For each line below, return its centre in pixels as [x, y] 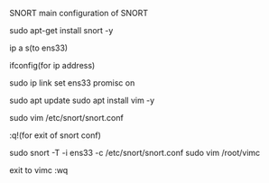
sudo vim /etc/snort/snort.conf [66, 118]
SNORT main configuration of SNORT [79, 13]
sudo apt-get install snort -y [61, 30]
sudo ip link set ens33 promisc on [72, 83]
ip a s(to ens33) [39, 48]
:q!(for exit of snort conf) [56, 135]
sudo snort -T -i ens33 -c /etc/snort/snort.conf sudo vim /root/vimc [135, 153]
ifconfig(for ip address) [52, 65]
